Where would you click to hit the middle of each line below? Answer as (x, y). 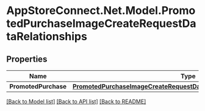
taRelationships (47, 37)
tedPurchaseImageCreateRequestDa (101, 23)
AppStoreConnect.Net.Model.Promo (101, 11)
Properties (27, 59)
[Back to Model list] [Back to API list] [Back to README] (76, 102)
